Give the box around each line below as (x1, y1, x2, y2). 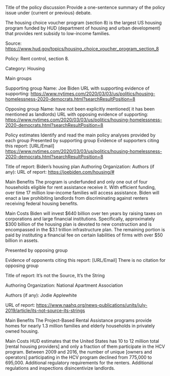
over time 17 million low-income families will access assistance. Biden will (5, 190, 159, 196)
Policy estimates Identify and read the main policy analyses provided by (5, 132, 156, 138)
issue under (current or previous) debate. (5, 10, 92, 16)
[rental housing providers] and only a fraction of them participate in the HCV (5, 343, 165, 350)
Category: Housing (5, 66, 45, 71)
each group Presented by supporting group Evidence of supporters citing (5, 138, 159, 143)
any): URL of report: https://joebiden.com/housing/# (5, 169, 115, 175)
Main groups (5, 75, 32, 81)
